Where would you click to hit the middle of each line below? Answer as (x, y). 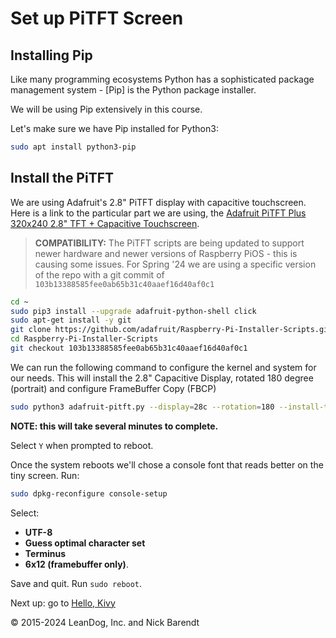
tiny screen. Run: (45, 475)
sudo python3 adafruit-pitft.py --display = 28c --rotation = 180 (142, 407)
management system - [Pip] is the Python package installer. (133, 90)
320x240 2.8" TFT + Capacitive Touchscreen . (105, 223)
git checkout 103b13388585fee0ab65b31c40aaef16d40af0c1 (129, 348)
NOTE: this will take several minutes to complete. (114, 426)
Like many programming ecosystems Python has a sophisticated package (162, 79)
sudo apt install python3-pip (73, 147)
